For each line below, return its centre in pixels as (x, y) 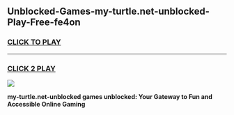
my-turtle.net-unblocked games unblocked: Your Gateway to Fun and (110, 96)
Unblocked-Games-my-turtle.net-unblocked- (109, 11)
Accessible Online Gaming (46, 104)
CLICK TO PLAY (34, 43)
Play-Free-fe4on (44, 23)
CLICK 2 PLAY (31, 68)
